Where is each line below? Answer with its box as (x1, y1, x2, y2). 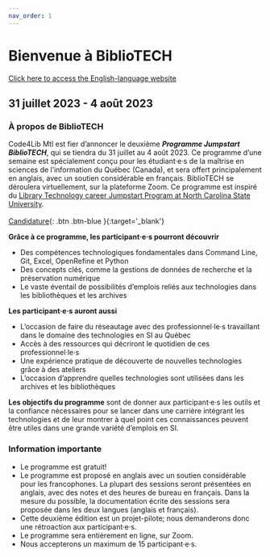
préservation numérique (19, 274, 101, 283)
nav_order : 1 (8, 11, 52, 20)
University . (8, 199, 44, 209)
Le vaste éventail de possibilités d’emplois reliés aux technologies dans (19, 282, 256, 291)
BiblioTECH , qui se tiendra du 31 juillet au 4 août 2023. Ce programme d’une (8, 148, 262, 157)
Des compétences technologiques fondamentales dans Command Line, (19, 248, 258, 258)
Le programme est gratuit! (19, 462, 107, 471)
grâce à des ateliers (19, 365, 86, 375)
